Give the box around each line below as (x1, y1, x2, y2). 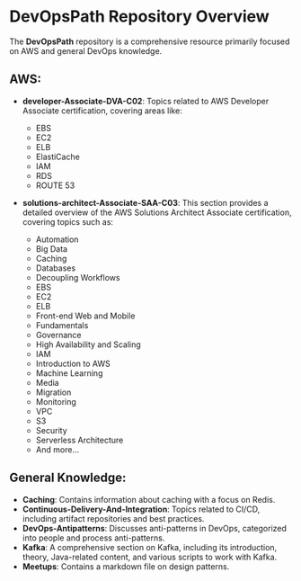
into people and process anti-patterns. (22, 532, 165, 543)
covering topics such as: (22, 216, 114, 227)
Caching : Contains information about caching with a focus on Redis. (22, 494, 276, 505)
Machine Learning (35, 367, 103, 379)
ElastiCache (35, 151, 81, 162)
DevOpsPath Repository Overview (9, 6, 270, 27)
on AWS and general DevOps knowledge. (9, 45, 163, 56)
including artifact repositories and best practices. (22, 513, 205, 523)
